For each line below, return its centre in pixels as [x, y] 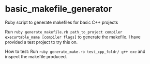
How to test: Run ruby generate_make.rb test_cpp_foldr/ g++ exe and [75, 51]
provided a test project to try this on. [41, 42]
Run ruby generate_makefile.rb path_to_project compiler [64, 32]
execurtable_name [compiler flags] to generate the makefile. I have [73, 37]
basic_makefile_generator [59, 9]
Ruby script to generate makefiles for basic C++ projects [62, 22]
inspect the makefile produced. [36, 56]
